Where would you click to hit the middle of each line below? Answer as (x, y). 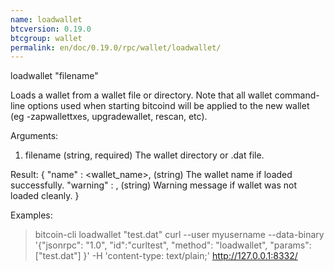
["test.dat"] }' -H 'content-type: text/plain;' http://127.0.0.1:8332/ (166, 256)
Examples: (31, 215)
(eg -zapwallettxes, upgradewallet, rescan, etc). (109, 117)
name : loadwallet (46, 19)
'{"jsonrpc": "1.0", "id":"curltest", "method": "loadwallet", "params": (173, 245)
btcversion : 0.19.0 (51, 29)
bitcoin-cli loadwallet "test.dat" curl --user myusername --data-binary (179, 235)
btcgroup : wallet (46, 38)
